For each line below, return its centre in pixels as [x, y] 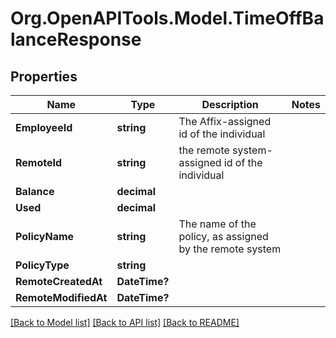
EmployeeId [44, 127]
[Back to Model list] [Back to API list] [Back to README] [125, 322]
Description [230, 104]
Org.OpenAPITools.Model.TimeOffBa [167, 18]
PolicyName [45, 236]
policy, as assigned [223, 236]
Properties [44, 76]
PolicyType [42, 265]
